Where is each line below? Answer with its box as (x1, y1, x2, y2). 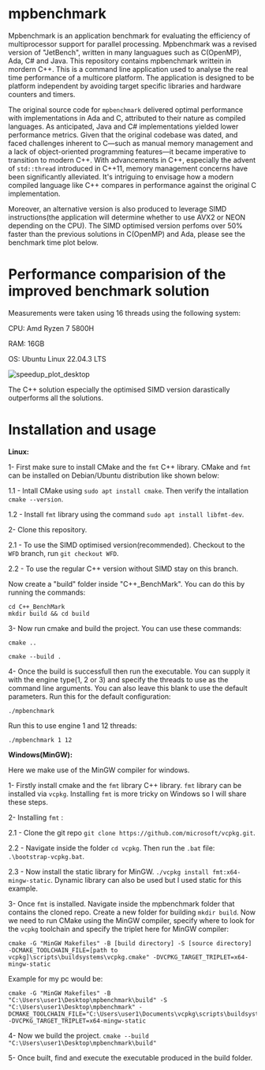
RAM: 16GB (8, 339, 45, 348)
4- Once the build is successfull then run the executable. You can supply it (8, 666, 251, 676)
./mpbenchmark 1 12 (8, 736, 73, 744)
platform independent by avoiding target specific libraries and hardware (8, 81, 242, 91)
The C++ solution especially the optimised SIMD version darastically (8, 385, 230, 394)
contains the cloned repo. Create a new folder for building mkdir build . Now (8, 907, 256, 917)
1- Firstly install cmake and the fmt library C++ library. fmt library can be (8, 780, 242, 790)
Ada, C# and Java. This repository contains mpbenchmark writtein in (8, 56, 232, 66)
